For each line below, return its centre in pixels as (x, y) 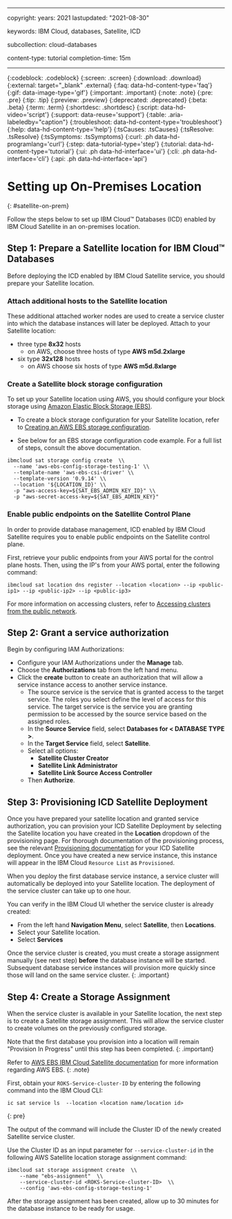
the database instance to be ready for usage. (71, 1209)
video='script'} (28, 114)
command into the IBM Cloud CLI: (55, 1090)
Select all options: (53, 751)
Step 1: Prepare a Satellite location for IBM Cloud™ (116, 249)
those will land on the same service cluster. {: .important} (88, 975)
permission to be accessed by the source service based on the (117, 714)
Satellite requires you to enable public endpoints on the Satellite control (108, 537)
